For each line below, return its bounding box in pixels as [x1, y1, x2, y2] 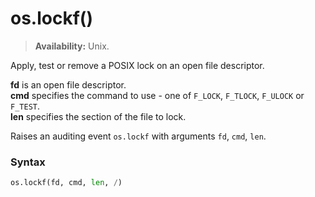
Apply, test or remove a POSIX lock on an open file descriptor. [10, 59, 265, 71]
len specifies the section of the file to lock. [10, 110, 187, 122]
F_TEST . [10, 100, 40, 112]
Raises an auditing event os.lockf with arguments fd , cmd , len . [10, 130, 267, 142]
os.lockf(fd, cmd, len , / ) [10, 178, 123, 188]
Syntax [10, 155, 46, 169]
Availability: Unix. [34, 40, 110, 52]
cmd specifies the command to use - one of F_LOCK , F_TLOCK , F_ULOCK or [10, 89, 305, 101]
